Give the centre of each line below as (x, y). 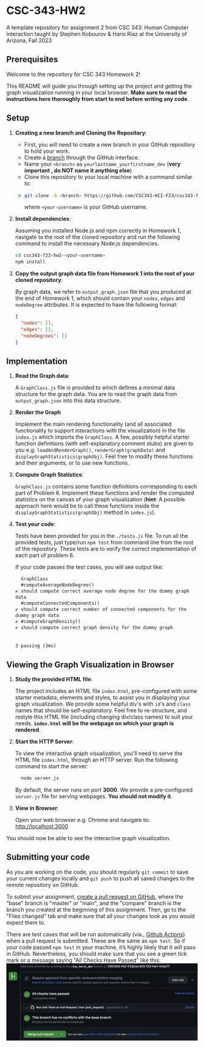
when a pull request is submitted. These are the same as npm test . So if (96, 941)
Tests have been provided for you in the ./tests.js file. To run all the (101, 536)
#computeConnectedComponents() (60, 604)
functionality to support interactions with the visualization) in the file (100, 431)
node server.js (40, 778)
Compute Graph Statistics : (49, 475)
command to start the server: (52, 767)
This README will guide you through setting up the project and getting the (99, 86)
